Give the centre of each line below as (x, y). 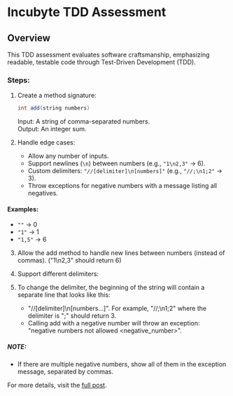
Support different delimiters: (58, 274)
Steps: (19, 80)
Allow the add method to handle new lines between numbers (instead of (121, 253)
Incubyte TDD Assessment (87, 12)
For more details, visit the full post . (57, 386)
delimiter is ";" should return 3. (72, 316)
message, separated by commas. (65, 372)
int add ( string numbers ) (54, 108)
